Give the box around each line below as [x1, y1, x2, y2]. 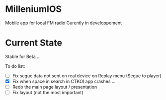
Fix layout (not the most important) [12, 90, 83, 96]
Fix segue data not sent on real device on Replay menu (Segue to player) [12, 73, 162, 79]
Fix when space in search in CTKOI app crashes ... [12, 78, 116, 84]
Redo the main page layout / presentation [12, 84, 97, 90]
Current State [5, 37, 63, 49]
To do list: [5, 63, 25, 69]
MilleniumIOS [5, 3, 62, 15]
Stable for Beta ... [5, 53, 41, 59]
